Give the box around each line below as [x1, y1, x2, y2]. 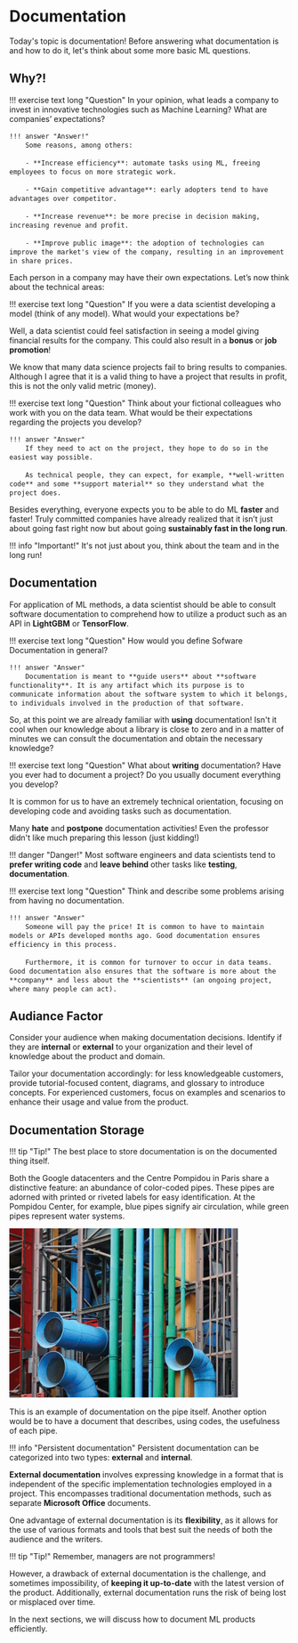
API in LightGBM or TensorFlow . [9, 618, 129, 628]
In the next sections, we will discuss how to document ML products [9, 1614, 256, 1625]
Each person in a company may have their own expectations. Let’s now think [9, 271, 290, 282]
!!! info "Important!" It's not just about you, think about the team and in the [9, 540, 280, 551]
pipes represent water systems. [9, 1210, 125, 1221]
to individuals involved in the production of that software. [9, 699, 245, 708]
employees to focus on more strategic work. [9, 167, 177, 176]
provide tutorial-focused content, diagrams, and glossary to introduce [9, 1078, 265, 1089]
